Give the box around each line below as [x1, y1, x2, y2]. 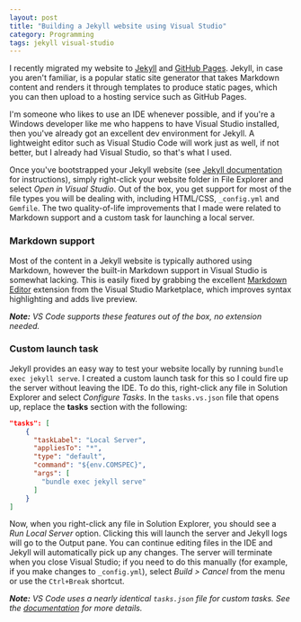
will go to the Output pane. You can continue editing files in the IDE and [9, 538, 273, 548]
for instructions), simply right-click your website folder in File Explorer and [9, 174, 284, 185]
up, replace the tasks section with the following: [9, 401, 188, 412]
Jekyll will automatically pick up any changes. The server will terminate [9, 547, 272, 558]
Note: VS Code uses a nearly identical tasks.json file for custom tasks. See [9, 593, 290, 604]
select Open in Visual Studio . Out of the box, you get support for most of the [9, 183, 292, 194]
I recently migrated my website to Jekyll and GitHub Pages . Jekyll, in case [9, 63, 283, 74]
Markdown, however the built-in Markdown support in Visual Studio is [9, 264, 268, 275]
